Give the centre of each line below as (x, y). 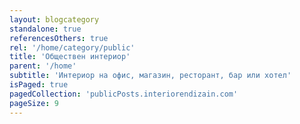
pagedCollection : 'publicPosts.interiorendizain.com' (124, 94)
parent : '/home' (43, 66)
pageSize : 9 (34, 103)
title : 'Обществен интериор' (70, 57)
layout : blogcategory (54, 19)
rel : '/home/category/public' (72, 47)
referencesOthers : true (59, 38)
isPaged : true (39, 85)
